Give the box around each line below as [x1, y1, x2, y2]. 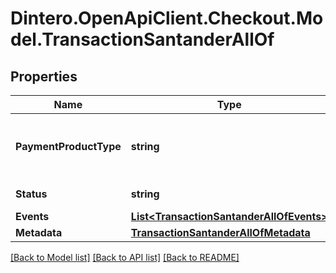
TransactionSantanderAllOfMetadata [130, 226, 311, 239]
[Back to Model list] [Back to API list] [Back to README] [10, 252, 240, 263]
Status [15, 187, 48, 201]
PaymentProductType [15, 140, 122, 153]
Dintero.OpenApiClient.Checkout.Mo [10, 7, 324, 30]
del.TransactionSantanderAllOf [10, 28, 275, 51]
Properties [10, 68, 78, 85]
